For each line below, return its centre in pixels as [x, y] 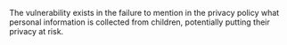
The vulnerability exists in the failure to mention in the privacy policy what [144, 13]
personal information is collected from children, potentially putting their [139, 22]
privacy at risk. [37, 31]
